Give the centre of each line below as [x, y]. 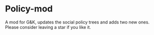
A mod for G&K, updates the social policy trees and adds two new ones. [77, 22]
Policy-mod [29, 9]
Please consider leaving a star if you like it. [48, 27]
